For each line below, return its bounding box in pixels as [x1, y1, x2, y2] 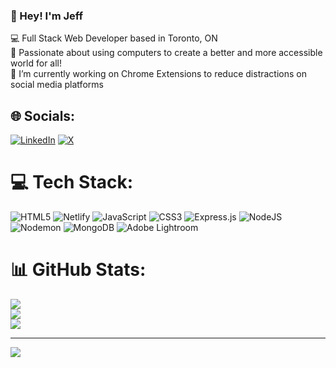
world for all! [10, 57, 63, 69]
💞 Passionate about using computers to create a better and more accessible [10, 47, 323, 59]
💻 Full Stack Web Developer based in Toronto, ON [10, 32, 218, 44]
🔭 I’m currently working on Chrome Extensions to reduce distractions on [10, 68, 307, 80]
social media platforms [10, 79, 104, 91]
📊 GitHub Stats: [10, 259, 147, 281]
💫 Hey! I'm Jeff [10, 9, 84, 23]
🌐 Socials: [10, 107, 76, 124]
